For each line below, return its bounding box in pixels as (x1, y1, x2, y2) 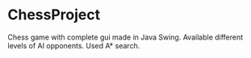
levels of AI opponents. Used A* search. (7, 40, 140, 50)
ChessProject (7, 6, 101, 24)
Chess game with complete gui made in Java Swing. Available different (7, 32, 244, 42)
